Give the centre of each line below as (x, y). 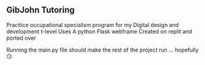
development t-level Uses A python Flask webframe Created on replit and (99, 31)
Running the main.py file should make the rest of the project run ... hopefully (102, 50)
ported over (21, 38)
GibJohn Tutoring (41, 10)
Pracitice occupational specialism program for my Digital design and (93, 25)
